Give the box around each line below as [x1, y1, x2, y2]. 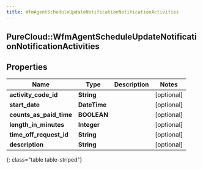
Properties [6, 62, 48, 72]
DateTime [78, 100, 107, 109]
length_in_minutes [9, 120, 65, 129]
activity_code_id [9, 90, 58, 99]
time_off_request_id [9, 130, 69, 138]
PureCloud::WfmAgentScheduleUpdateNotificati [6, 32, 197, 42]
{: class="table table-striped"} [6, 156, 83, 163]
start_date [9, 100, 40, 109]
